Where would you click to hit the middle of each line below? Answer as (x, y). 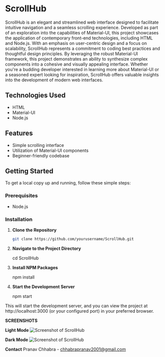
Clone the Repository (34, 230)
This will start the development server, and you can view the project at (76, 306)
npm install (23, 277)
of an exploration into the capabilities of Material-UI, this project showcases (82, 33)
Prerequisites (21, 196)
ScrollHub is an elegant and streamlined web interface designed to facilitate (82, 22)
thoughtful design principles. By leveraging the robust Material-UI (72, 54)
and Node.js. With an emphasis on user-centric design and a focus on (76, 43)
